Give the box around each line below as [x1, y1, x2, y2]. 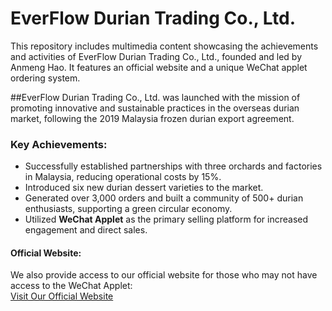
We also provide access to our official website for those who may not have [10, 269, 318, 281]
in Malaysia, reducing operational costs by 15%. [24, 171, 222, 183]
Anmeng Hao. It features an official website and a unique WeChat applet [10, 61, 308, 73]
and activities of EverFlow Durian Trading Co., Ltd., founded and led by [10, 50, 303, 62]
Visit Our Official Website [10, 290, 114, 302]
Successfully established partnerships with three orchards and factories [24, 160, 323, 172]
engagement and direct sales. [24, 224, 148, 236]
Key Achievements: [10, 137, 108, 151]
